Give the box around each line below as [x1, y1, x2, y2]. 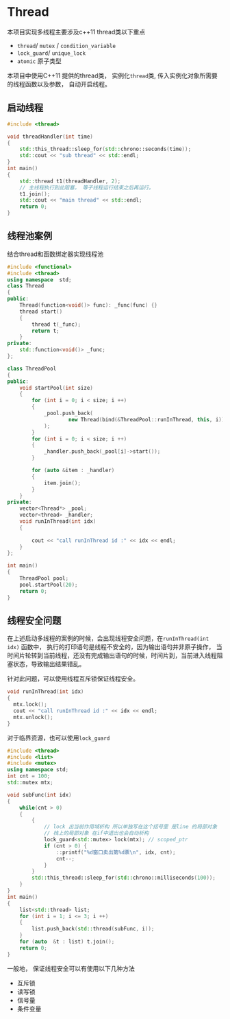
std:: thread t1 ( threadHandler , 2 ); [19, 178, 121, 185]
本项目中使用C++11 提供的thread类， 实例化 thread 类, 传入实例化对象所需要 [7, 71, 218, 80]
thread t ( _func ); [31, 320, 81, 328]
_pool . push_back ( [43, 410, 94, 417]
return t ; [31, 327, 60, 334]
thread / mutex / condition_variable [16, 41, 116, 49]
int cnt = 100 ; [7, 773, 51, 780]
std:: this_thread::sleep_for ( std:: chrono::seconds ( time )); [19, 145, 192, 153]
